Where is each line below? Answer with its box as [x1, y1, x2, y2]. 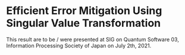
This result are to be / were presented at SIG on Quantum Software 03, [6, 36, 180, 43]
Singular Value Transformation [6, 16, 161, 30]
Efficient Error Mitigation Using [6, 4, 162, 18]
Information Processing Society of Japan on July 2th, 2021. [6, 42, 152, 49]
